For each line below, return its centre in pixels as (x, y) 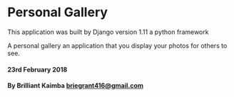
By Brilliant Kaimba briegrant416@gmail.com (76, 86)
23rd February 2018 (37, 69)
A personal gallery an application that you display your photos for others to (117, 45)
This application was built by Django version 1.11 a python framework (108, 32)
